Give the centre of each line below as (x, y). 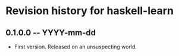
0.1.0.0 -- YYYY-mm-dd (51, 33)
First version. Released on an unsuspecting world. (76, 47)
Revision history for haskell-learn (89, 11)
